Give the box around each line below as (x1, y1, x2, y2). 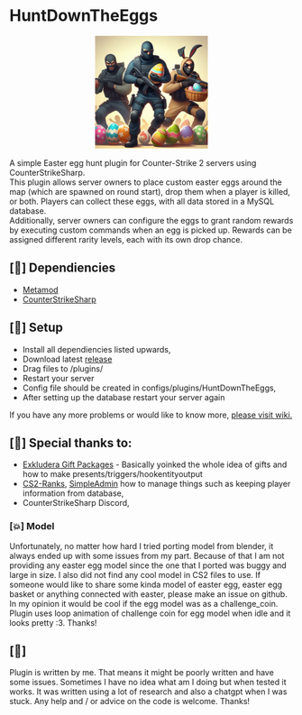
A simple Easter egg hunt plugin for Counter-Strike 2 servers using (9, 157, 257, 168)
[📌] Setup (9, 320, 63, 335)
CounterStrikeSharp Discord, (22, 498, 130, 509)
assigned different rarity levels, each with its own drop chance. (9, 234, 243, 244)
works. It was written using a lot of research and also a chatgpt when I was (9, 686, 288, 697)
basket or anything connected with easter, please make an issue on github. (9, 588, 288, 600)
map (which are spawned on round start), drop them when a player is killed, (9, 186, 291, 197)
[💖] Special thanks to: (9, 435, 133, 451)
